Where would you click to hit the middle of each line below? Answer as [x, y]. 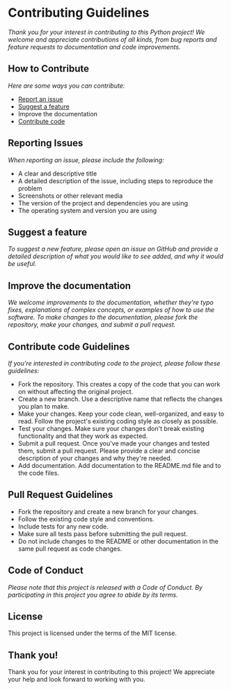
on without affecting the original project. [75, 392]
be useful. [22, 264]
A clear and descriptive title [57, 173]
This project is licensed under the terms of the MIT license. [92, 633]
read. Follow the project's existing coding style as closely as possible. [118, 421]
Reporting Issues [46, 143]
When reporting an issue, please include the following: [86, 160]
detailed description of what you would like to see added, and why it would [115, 256]
